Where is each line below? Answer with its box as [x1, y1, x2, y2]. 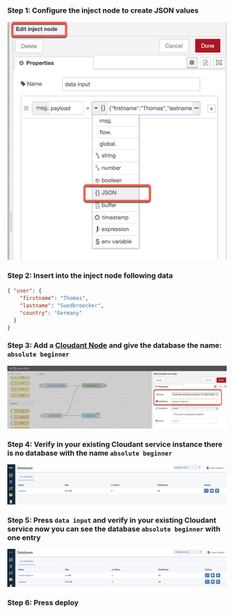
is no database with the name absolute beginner [7, 448, 173, 458]
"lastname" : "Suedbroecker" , [19, 302, 104, 309]
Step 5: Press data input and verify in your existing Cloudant [7, 515, 217, 525]
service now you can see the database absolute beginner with [7, 524, 221, 534]
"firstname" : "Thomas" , [19, 295, 89, 302]
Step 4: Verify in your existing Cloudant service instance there [7, 439, 223, 449]
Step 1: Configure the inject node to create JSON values [7, 6, 199, 15]
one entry [7, 532, 41, 542]
